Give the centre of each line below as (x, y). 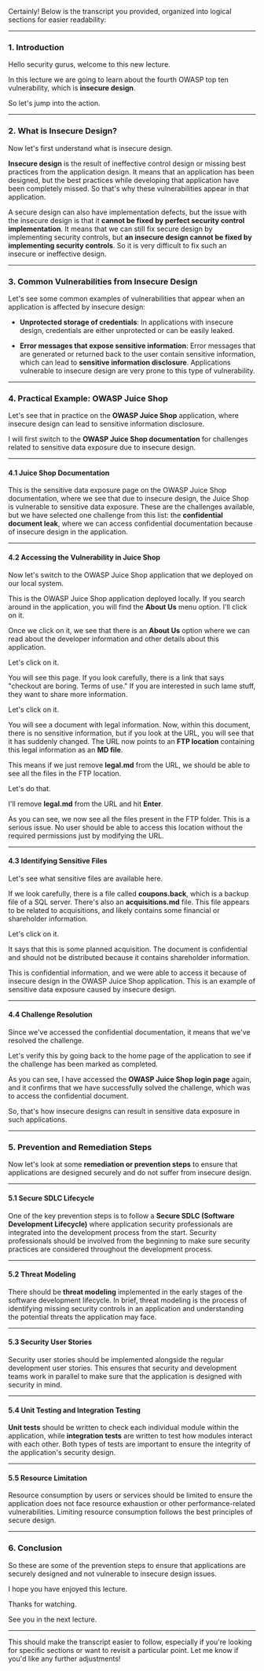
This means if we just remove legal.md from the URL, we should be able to (129, 764)
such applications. (38, 1119)
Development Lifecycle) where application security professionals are (121, 1224)
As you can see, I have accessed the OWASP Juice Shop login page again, (130, 1079)
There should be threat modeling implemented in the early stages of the (126, 1292)
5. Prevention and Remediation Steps (80, 1147)
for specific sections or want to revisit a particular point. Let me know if (123, 1650)
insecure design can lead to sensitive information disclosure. (106, 424)
